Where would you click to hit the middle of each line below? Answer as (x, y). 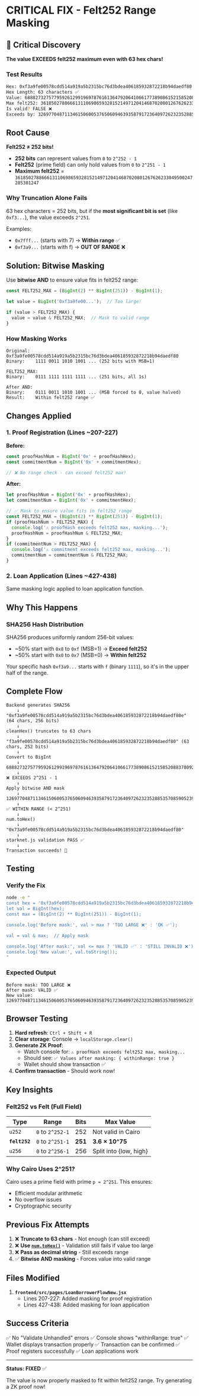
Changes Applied (39, 416)
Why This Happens (42, 608)
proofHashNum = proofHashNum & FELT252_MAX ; (67, 533)
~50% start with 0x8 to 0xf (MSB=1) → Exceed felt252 (81, 648)
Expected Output (31, 973)
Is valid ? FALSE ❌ (29, 109)
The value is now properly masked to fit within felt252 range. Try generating (99, 1380)
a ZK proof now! (26, 1387)
